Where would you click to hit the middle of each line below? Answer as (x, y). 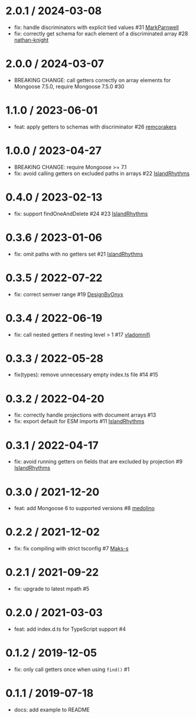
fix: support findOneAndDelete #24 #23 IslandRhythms (81, 214)
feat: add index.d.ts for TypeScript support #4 (70, 629)
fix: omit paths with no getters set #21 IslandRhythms (79, 254)
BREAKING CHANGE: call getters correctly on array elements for (92, 80)
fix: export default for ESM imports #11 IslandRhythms (79, 421)
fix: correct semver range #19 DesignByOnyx (68, 294)
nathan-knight (31, 40)
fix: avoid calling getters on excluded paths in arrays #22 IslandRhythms (102, 173)
